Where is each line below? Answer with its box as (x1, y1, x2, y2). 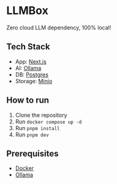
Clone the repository (15, 111, 67, 119)
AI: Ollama (15, 64, 42, 72)
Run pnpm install (15, 124, 60, 131)
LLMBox (6, 4, 49, 18)
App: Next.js (15, 57, 47, 65)
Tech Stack (6, 42, 50, 52)
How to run (6, 95, 50, 106)
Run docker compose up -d (15, 117, 82, 125)
